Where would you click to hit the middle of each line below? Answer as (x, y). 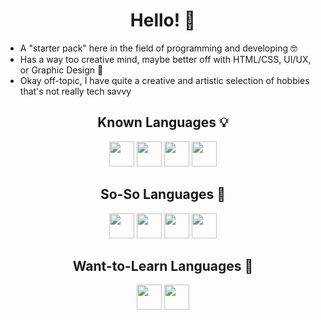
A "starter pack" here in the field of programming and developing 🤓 (158, 48)
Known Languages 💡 (163, 122)
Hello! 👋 (163, 20)
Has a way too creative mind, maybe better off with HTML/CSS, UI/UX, (165, 59)
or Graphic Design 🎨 (61, 70)
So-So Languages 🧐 (163, 194)
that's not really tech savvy (75, 91)
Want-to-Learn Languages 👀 (163, 265)
